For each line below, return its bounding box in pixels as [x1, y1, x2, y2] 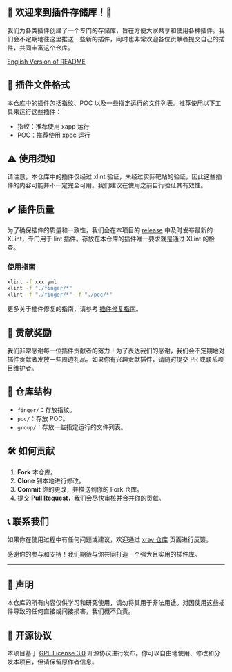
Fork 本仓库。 [17, 467, 57, 476]
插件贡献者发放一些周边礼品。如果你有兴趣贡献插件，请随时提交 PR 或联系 [7, 355, 218, 363]
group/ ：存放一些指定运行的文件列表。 [17, 422, 127, 431]
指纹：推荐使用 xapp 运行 [17, 122, 90, 130]
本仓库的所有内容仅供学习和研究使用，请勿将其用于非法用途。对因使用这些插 [7, 599, 225, 607]
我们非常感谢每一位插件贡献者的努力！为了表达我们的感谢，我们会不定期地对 [7, 346, 225, 355]
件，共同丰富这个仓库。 [7, 44, 74, 52]
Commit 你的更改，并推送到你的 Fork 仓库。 [17, 485, 144, 493]
